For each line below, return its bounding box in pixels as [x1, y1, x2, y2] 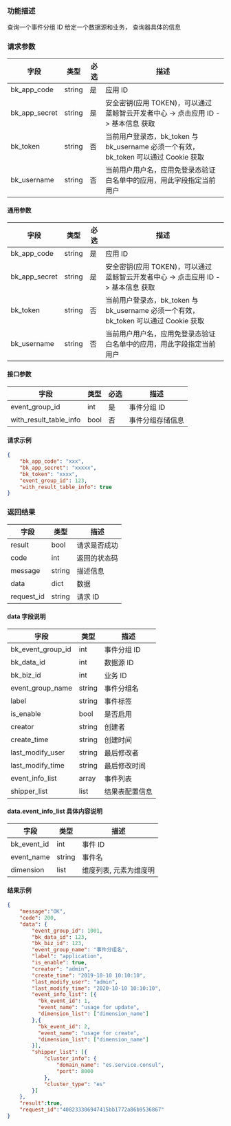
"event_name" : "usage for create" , [37, 1030, 140, 1037]
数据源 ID [104, 658, 134, 667]
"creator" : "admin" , [32, 965, 91, 973]
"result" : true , [19, 1100, 63, 1107]
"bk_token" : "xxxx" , [19, 470, 78, 477]
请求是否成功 [76, 540, 118, 550]
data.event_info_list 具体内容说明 [7, 807, 103, 816]
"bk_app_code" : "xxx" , [19, 458, 85, 465]
